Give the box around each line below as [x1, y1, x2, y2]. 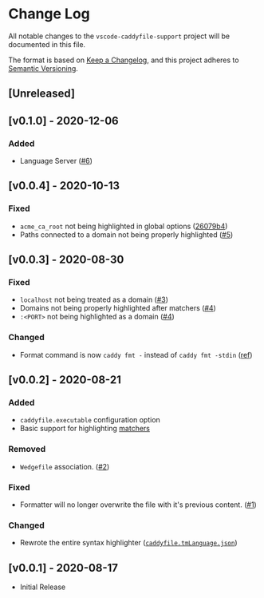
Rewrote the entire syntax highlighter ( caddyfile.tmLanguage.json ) [19, 538, 238, 548]
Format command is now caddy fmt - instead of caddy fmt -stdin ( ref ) [19, 350, 253, 359]
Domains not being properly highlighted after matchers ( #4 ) [19, 303, 217, 313]
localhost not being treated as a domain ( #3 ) [19, 295, 169, 304]
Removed [8, 444, 46, 455]
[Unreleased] [8, 87, 76, 101]
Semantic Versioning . [8, 63, 78, 73]
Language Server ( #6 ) [19, 156, 93, 166]
